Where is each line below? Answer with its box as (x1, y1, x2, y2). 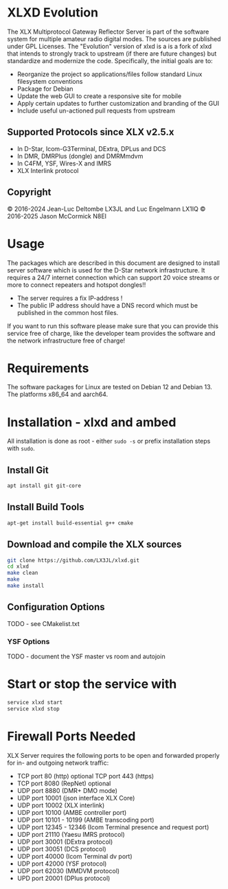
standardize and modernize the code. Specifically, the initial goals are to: (7, 56, 213, 65)
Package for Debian (16, 84, 73, 93)
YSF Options (7, 636, 50, 646)
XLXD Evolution (7, 5, 98, 21)
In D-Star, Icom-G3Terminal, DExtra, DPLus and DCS (16, 144, 166, 152)
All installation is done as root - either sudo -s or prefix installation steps (7, 437, 211, 446)
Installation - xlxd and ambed (7, 414, 176, 430)
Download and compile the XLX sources (7, 539, 182, 551)
